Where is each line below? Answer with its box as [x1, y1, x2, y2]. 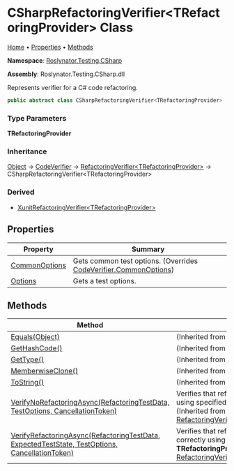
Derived [7, 187, 35, 197]
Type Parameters [7, 113, 67, 123]
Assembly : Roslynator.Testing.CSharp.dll [7, 70, 125, 78]
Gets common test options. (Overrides [72, 256, 198, 266]
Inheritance [7, 147, 47, 156]
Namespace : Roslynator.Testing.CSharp [7, 56, 123, 64]
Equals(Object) [10, 332, 61, 342]
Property [23, 244, 54, 254]
